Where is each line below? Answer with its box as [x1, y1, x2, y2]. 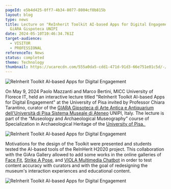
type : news [5, 17, 28, 22]
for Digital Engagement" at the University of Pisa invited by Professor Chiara [5, 99, 165, 105]
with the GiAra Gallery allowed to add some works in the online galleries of [5, 152, 161, 158]
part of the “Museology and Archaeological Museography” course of [5, 115, 149, 122]
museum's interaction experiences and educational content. [5, 168, 131, 174]
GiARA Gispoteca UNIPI [10, 27, 58, 32]
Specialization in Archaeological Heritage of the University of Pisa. [5, 121, 145, 127]
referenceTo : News [5, 50, 44, 55]
